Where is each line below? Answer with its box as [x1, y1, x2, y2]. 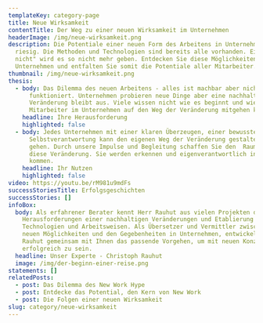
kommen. [28, 158, 55, 165]
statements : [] [8, 267, 58, 274]
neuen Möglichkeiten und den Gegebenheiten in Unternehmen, [22, 230, 222, 238]
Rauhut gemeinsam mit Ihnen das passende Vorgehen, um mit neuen [22, 238, 240, 245]
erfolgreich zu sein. [22, 245, 92, 252]
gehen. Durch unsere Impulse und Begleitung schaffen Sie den [28, 143, 236, 151]
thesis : [8, 77, 34, 85]
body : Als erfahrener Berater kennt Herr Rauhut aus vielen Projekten [15, 209, 250, 216]
